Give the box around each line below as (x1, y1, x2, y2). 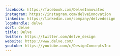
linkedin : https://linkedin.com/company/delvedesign (5, 16, 116, 21)
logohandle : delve (5, 20, 43, 26)
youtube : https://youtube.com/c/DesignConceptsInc (5, 43, 111, 48)
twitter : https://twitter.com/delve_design (5, 35, 96, 39)
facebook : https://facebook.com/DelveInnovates (5, 7, 105, 12)
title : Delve (5, 30, 32, 35)
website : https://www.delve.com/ (5, 39, 74, 44)
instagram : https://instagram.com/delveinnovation (5, 12, 111, 17)
